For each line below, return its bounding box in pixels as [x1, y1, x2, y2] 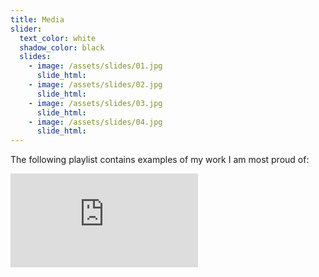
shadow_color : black [19, 42, 105, 53]
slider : [10, 24, 43, 34]
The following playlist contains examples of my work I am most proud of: [10, 154, 310, 166]
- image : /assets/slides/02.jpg [28, 80, 163, 90]
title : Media [10, 14, 65, 25]
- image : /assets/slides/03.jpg [28, 98, 163, 108]
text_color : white [19, 33, 97, 43]
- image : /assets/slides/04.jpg [28, 117, 163, 127]
